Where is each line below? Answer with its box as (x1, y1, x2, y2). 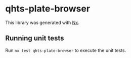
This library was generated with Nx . (5, 19, 79, 25)
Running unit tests (5, 34, 64, 42)
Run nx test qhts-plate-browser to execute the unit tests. (5, 47, 126, 53)
